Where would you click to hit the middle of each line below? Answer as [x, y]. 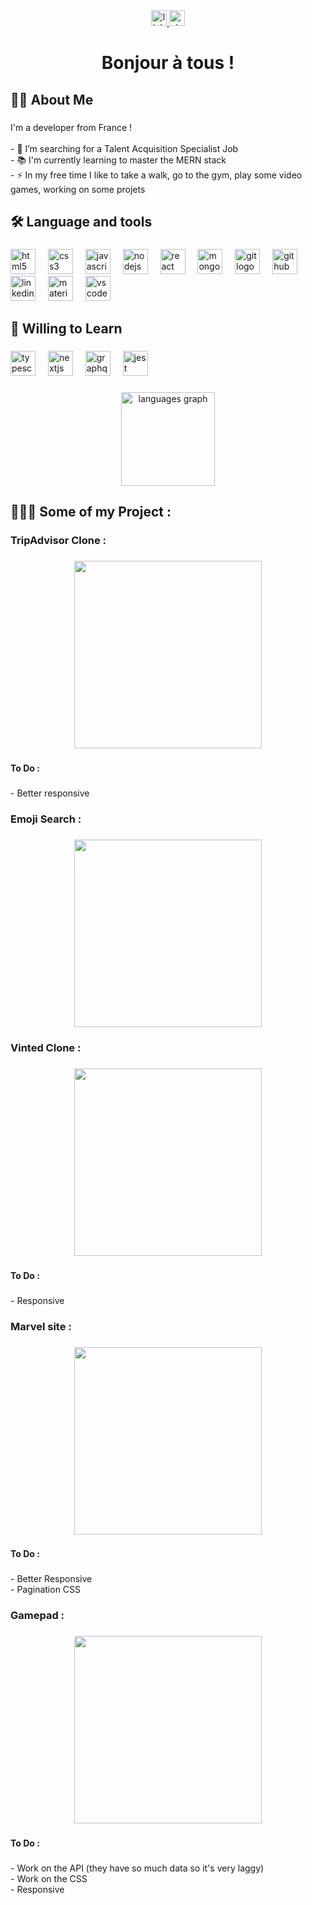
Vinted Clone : [46, 1047]
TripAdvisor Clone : [58, 541]
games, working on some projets [78, 189]
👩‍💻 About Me [52, 99]
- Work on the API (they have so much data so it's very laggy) [137, 1868]
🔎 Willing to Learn [66, 329]
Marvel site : [41, 1326]
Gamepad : [37, 1616]
